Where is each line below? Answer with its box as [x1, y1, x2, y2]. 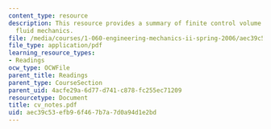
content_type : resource [8, 11, 89, 20]
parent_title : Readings [8, 71, 89, 79]
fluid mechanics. [15, 26, 74, 34]
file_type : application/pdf [8, 42, 103, 50]
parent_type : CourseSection [8, 79, 103, 87]
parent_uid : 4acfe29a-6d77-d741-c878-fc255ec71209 [8, 86, 182, 95]
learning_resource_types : [8, 49, 95, 57]
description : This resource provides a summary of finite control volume [8, 19, 262, 27]
